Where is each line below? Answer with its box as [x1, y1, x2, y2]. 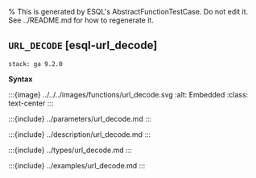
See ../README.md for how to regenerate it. [8, 15, 155, 25]
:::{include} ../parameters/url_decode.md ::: [8, 114, 151, 123]
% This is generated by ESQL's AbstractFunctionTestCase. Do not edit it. [8, 7, 249, 16]
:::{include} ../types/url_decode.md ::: [8, 145, 133, 155]
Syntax [8, 74, 33, 84]
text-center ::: [8, 98, 54, 108]
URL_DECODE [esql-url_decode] [8, 39, 158, 52]
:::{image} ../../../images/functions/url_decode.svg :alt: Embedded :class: [8, 89, 249, 99]
